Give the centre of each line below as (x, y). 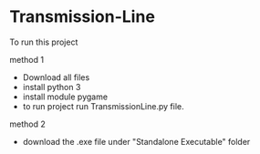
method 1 (26, 59)
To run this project (44, 42)
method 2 (27, 124)
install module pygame (65, 97)
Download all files (56, 77)
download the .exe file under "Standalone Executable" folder (136, 141)
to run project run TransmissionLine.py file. (103, 106)
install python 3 (52, 87)
